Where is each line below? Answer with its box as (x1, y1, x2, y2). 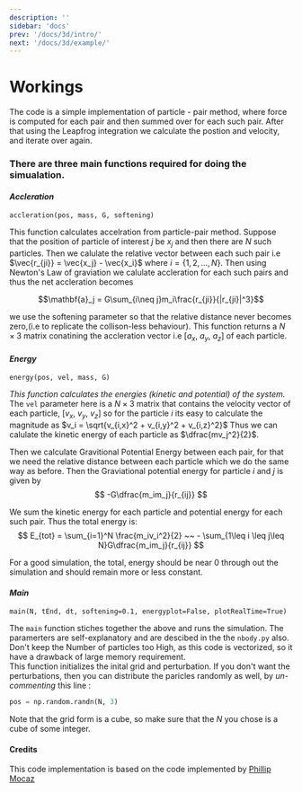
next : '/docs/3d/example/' (9, 38, 111, 48)
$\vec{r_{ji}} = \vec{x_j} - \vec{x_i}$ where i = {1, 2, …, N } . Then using (9, 258, 267, 268)
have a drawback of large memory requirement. (9, 652, 186, 663)
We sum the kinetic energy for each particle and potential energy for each (9, 506, 283, 517)
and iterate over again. (9, 136, 93, 146)
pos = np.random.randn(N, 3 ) (9, 698, 119, 707)
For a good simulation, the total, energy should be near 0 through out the (9, 557, 279, 568)
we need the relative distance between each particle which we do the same (9, 455, 289, 467)
